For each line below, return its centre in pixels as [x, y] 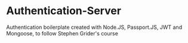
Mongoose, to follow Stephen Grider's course [62, 33]
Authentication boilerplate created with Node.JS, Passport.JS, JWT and [94, 27]
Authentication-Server [64, 11]
